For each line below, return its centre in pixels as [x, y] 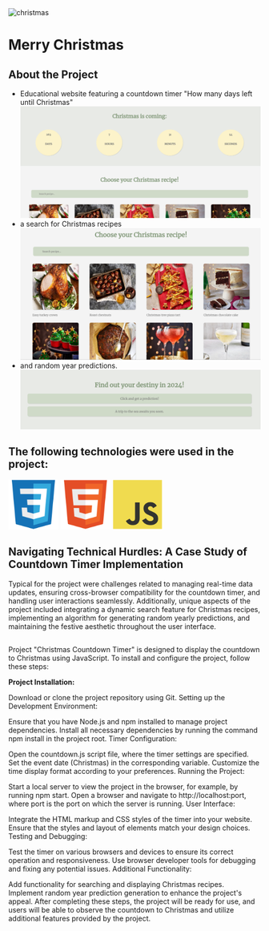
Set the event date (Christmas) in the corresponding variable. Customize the [134, 762]
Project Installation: [42, 682]
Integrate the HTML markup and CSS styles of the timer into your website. [130, 819]
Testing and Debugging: [48, 836]
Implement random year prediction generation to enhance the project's [125, 893]
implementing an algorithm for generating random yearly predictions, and [129, 618]
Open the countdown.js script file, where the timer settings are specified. [129, 754]
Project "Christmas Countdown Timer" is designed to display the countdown [134, 649]
